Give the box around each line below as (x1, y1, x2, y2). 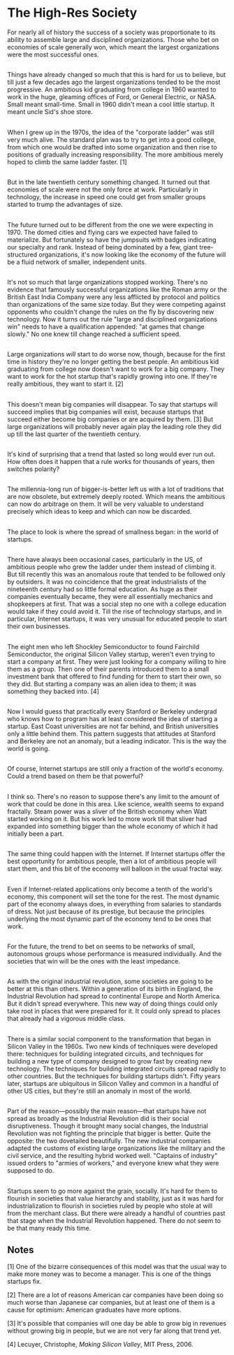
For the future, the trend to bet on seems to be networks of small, (7, 942, 196, 950)
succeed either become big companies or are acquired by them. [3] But (7, 414, 214, 423)
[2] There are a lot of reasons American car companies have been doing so (7, 1291, 224, 1299)
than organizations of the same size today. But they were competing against (7, 300, 226, 308)
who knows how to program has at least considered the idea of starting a (7, 715, 218, 723)
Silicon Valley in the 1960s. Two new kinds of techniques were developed (7, 1042, 218, 1050)
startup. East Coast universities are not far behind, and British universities (7, 722, 219, 731)
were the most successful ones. (7, 50, 99, 59)
